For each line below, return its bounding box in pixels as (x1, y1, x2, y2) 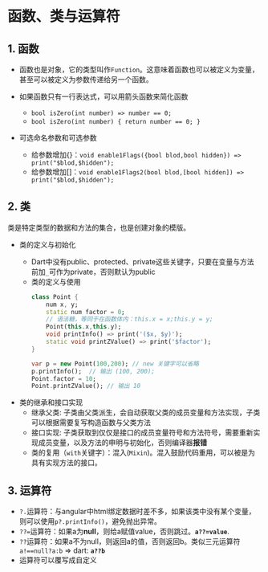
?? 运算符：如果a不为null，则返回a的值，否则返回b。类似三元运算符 (18, 537, 241, 546)
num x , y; (46, 300, 79, 308)
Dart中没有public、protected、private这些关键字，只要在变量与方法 (30, 256, 254, 266)
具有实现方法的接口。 (30, 458, 102, 468)
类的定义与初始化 (18, 239, 76, 249)
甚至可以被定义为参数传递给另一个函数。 (18, 75, 153, 84)
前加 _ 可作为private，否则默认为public (30, 267, 156, 276)
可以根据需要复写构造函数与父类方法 (30, 418, 152, 427)
